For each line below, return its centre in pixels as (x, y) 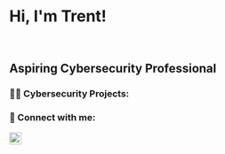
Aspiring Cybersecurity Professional (113, 69)
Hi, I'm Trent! (58, 16)
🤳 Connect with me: (52, 118)
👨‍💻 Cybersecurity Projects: (69, 94)
